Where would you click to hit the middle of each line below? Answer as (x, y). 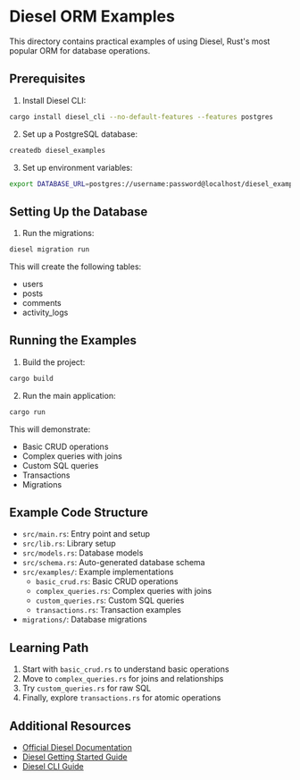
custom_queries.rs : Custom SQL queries (110, 600)
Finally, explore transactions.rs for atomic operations (121, 698)
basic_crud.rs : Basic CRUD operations (107, 581)
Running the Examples (73, 340)
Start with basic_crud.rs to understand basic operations (125, 669)
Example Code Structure (79, 513)
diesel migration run (50, 250)
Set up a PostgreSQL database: (80, 134)
